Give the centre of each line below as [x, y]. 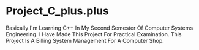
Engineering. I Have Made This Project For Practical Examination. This [94, 34]
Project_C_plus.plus [58, 11]
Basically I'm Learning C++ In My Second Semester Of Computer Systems [99, 28]
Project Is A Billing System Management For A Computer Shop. [85, 40]
